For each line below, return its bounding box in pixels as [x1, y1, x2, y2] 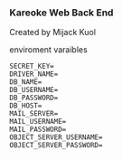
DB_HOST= [9, 101, 42, 110]
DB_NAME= [9, 78, 42, 87]
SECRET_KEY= [9, 61, 54, 71]
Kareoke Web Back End [9, 6, 114, 19]
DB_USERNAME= [9, 86, 59, 95]
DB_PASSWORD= [9, 93, 59, 103]
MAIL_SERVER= [9, 109, 59, 118]
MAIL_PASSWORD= [9, 125, 67, 135]
